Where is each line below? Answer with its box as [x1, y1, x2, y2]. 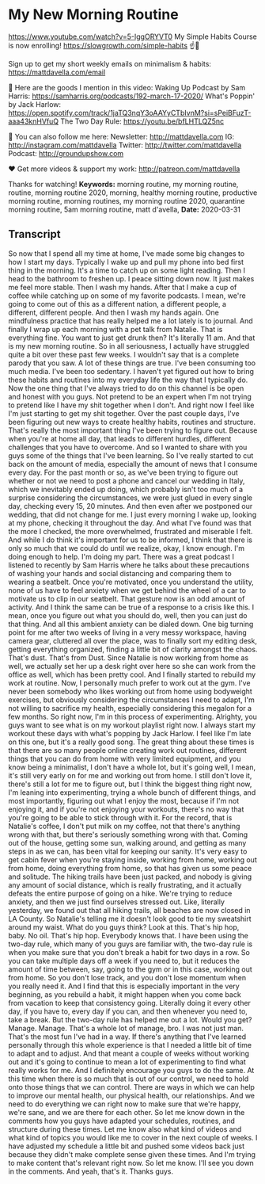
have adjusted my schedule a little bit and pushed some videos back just [8, 1141, 245, 1151]
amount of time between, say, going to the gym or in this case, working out [8, 964, 253, 974]
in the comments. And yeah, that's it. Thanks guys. [8, 1167, 174, 1176]
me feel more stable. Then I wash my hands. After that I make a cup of [8, 282, 237, 292]
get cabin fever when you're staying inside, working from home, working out [8, 854, 257, 865]
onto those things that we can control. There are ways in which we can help [8, 1082, 256, 1091]
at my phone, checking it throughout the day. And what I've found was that [8, 518, 252, 528]
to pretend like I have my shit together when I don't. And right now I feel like [8, 400, 255, 410]
